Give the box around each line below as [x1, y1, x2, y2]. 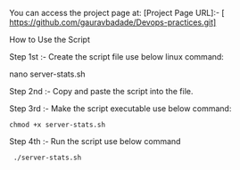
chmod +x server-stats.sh [9, 120, 105, 129]
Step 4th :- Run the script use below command [9, 136, 181, 146]
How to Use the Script [9, 35, 91, 45]
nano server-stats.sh [9, 69, 87, 79]
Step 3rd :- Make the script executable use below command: [9, 103, 232, 114]
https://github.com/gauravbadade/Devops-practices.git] [9, 17, 217, 28]
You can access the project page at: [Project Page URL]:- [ [9, 8, 225, 18]
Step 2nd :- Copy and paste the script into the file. [9, 86, 194, 96]
